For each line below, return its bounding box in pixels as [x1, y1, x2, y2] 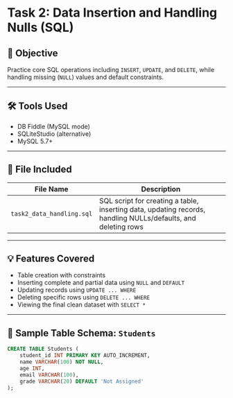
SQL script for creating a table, [99, 196, 199, 205]
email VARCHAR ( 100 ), [19, 371, 79, 379]
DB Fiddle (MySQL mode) [17, 122, 90, 130]
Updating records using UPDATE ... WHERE [17, 286, 137, 294]
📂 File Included [7, 164, 73, 175]
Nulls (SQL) [7, 19, 74, 35]
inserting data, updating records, [99, 205, 206, 214]
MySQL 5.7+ [17, 137, 53, 145]
